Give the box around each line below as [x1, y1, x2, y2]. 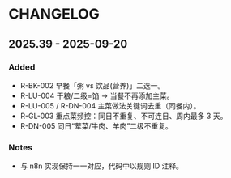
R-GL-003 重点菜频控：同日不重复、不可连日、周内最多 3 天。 [19, 111, 228, 121]
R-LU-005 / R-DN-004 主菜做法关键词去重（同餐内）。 [19, 100, 201, 110]
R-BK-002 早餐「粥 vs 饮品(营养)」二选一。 [19, 80, 165, 90]
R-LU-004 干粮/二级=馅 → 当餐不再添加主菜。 [19, 91, 174, 100]
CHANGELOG [8, 5, 100, 23]
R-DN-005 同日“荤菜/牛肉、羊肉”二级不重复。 [19, 121, 173, 130]
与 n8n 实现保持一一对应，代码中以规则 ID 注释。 [19, 161, 184, 171]
